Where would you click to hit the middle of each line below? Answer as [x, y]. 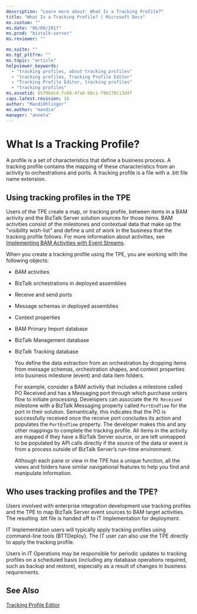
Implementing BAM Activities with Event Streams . [66, 243]
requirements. [23, 572]
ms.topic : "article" [31, 60]
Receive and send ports [43, 295]
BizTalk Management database [52, 340]
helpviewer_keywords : [33, 66]
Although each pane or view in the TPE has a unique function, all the [97, 461]
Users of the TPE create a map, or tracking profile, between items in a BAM [97, 212]
